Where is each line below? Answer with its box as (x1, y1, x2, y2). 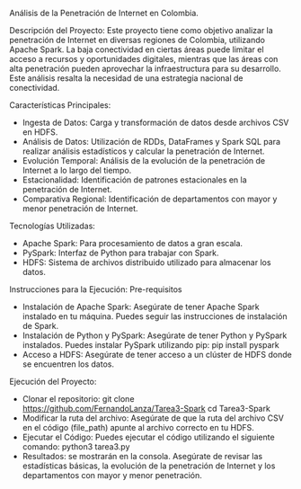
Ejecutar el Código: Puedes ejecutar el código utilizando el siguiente (22, 431, 276, 442)
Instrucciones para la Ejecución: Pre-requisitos (9, 284, 182, 295)
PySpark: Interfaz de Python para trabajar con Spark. (22, 247, 219, 258)
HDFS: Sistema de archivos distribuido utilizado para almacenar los (22, 257, 271, 268)
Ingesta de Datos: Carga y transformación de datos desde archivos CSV (22, 117, 289, 128)
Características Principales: (9, 100, 111, 111)
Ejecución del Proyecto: (9, 377, 97, 387)
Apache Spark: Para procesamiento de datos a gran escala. (22, 238, 243, 248)
